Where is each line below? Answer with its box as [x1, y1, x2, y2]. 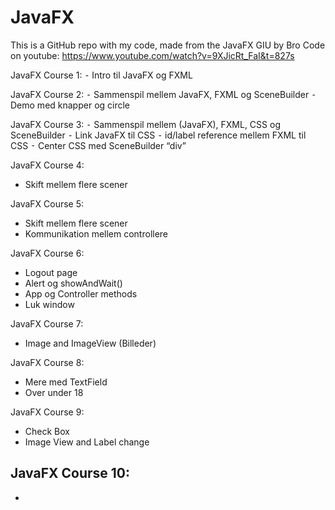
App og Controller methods [24, 287, 138, 300]
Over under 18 [24, 386, 84, 398]
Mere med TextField [24, 376, 108, 388]
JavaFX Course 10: [10, 465, 130, 482]
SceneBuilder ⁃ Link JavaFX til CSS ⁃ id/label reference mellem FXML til [10, 129, 307, 141]
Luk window [24, 298, 75, 310]
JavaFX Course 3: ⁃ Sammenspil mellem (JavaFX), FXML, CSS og [10, 118, 281, 130]
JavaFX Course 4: [10, 159, 85, 171]
